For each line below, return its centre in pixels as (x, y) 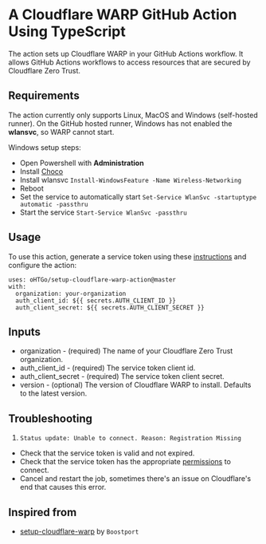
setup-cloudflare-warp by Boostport (79, 531)
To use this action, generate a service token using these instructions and (127, 256)
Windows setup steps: (45, 147)
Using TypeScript (67, 32)
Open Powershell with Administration (82, 163)
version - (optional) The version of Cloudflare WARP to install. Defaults (135, 385)
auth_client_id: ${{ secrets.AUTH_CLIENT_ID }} (96, 301)
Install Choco (41, 171)
